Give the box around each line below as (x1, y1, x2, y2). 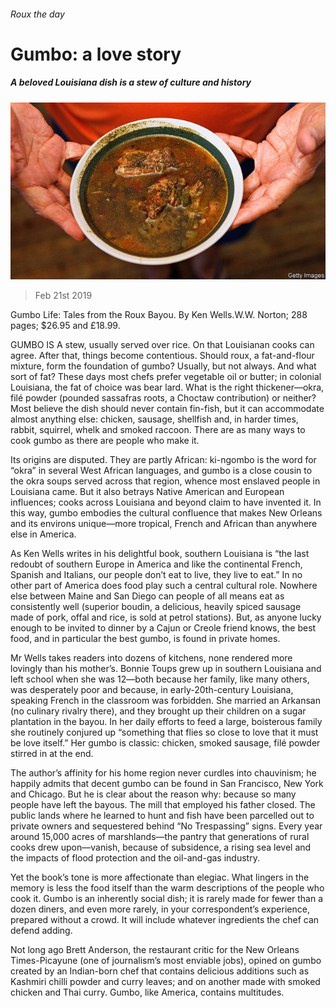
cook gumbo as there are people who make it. (10, 435, 200, 447)
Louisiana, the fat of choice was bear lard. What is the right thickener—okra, (10, 381, 325, 394)
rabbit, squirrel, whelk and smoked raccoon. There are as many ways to (10, 424, 306, 436)
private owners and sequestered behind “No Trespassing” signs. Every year (10, 820, 323, 832)
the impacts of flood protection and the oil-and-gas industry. (10, 852, 260, 864)
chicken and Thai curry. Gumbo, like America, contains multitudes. (10, 986, 285, 999)
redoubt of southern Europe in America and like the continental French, (10, 558, 303, 570)
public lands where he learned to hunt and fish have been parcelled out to (10, 810, 315, 822)
